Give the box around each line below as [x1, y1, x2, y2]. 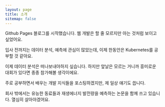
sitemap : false [5, 16, 36, 21]
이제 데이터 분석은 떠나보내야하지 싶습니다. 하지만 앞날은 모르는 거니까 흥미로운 [5, 63, 157, 69]
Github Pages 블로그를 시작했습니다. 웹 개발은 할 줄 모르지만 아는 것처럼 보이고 [5, 30, 157, 36]
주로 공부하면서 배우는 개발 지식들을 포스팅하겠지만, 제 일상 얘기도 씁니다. [5, 80, 146, 86]
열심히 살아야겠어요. [11, 97, 50, 103]
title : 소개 [5, 12, 28, 17]
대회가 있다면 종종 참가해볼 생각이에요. [5, 70, 79, 76]
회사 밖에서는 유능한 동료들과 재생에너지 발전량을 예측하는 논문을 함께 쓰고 [5, 90, 147, 96]
